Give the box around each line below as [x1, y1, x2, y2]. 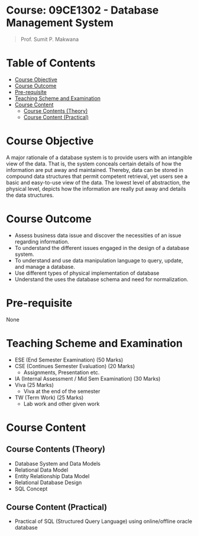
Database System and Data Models [14, 460, 100, 467]
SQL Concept [14, 485, 48, 492]
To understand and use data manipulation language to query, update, [14, 256, 183, 264]
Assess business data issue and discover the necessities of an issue [14, 232, 181, 239]
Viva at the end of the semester [23, 388, 100, 395]
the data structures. [6, 191, 54, 199]
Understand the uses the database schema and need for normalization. [14, 275, 189, 282]
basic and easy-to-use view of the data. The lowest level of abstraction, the [6, 178, 190, 186]
